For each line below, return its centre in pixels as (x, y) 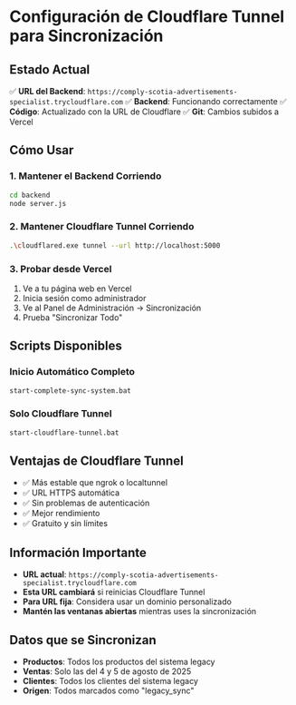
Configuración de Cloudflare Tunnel (147, 17)
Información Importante (78, 552)
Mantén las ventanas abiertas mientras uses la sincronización (139, 612)
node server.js (38, 203)
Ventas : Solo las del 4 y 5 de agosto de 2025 (107, 671)
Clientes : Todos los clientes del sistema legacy (110, 681)
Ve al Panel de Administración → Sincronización (112, 308)
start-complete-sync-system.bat (70, 391)
